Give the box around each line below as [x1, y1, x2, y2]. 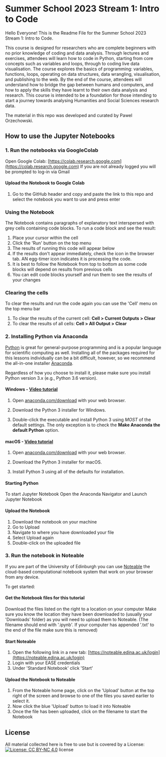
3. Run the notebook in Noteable [5, 552, 84, 559]
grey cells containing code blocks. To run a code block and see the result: [5, 225, 156, 231]
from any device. [5, 574, 40, 580]
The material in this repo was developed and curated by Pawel [5, 112, 133, 118]
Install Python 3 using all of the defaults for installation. [12, 469, 125, 475]
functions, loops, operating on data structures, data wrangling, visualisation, [5, 71, 161, 77]
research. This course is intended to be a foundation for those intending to [5, 92, 157, 98]
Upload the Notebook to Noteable [5, 676, 76, 682]
